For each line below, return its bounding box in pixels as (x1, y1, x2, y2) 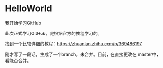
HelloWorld (5, 3, 52, 14)
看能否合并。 (5, 57, 31, 63)
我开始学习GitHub (5, 20, 41, 26)
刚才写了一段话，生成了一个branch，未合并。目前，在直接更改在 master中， (5, 51, 161, 57)
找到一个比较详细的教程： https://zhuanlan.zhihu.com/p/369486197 (5, 40, 142, 47)
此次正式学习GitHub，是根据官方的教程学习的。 (5, 30, 102, 36)
